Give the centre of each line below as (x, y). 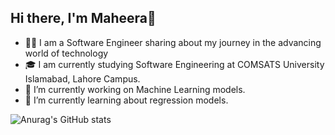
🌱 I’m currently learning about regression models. (126, 100)
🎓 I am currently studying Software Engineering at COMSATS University (174, 64)
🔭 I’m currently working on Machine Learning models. (135, 89)
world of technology (66, 53)
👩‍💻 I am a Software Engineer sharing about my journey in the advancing (173, 42)
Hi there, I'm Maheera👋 (83, 18)
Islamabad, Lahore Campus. (82, 78)
